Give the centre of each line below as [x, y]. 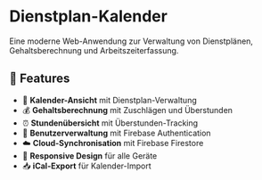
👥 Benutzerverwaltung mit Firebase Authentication [116, 133]
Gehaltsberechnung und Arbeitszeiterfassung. [94, 50]
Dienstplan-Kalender [88, 16]
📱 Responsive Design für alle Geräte [90, 155]
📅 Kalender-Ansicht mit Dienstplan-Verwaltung [110, 100]
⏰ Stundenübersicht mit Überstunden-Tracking [110, 123]
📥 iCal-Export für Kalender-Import [86, 166]
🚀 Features [40, 79]
